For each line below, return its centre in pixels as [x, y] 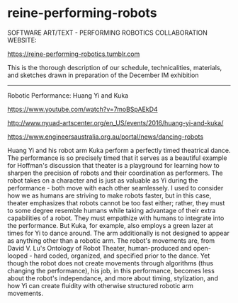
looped [18, 256]
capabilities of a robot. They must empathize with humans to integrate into [116, 218]
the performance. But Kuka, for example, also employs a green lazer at [110, 225]
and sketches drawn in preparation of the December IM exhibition [103, 75]
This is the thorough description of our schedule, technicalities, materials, [115, 67]
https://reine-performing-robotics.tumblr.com [74, 54]
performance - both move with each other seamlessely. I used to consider [115, 188]
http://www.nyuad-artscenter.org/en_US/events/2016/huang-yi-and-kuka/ [115, 122]
